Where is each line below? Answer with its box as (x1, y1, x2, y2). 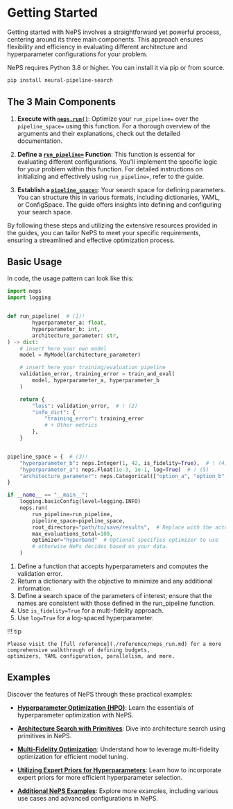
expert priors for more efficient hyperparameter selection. (17, 773, 183, 781)
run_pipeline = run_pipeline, (32, 511, 113, 518)
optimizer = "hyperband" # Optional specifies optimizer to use (32, 536, 218, 544)
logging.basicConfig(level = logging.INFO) (19, 498, 141, 505)
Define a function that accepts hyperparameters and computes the (17, 562, 209, 570)
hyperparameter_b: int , (32, 325, 101, 332)
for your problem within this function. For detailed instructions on (17, 164, 203, 173)
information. (17, 584, 52, 593)
